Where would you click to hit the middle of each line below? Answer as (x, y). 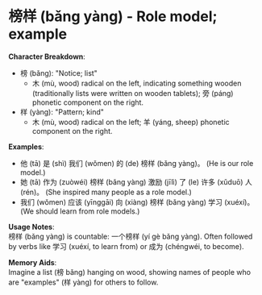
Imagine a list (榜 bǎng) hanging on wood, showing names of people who (130, 272)
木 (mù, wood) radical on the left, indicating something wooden (137, 83)
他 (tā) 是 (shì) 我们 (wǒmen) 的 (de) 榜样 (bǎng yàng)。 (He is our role (137, 163)
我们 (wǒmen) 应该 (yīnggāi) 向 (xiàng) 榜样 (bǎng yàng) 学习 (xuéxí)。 (137, 202)
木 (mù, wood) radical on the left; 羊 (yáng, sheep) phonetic (131, 122)
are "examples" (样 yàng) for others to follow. (83, 282)
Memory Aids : (33, 262)
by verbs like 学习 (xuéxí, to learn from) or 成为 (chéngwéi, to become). (126, 246)
